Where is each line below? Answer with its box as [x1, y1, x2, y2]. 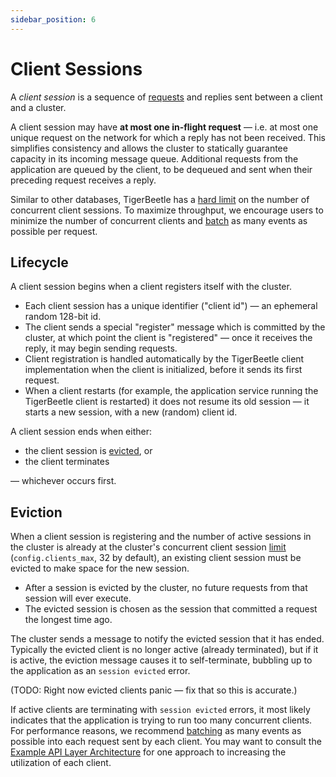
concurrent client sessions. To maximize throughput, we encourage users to [10, 204, 324, 216]
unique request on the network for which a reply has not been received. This [10, 131, 326, 143]
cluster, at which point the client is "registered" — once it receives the [24, 332, 313, 344]
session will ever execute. [24, 592, 132, 605]
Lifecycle [10, 254, 69, 271]
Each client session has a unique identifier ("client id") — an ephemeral [24, 300, 318, 312]
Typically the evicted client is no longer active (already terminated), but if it [10, 644, 319, 656]
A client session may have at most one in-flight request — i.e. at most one [10, 121, 319, 133]
